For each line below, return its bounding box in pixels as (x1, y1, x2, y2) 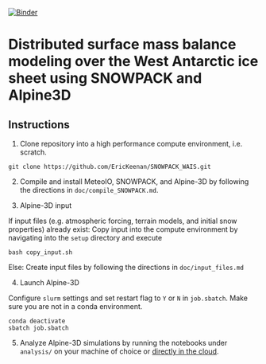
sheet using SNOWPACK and (8, 69, 202, 88)
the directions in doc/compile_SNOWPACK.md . (19, 186, 159, 194)
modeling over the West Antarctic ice (8, 53, 259, 71)
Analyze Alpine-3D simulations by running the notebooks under (19, 339, 228, 347)
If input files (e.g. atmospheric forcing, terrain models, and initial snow (8, 216, 237, 225)
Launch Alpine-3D (19, 278, 79, 287)
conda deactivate (8, 317, 66, 325)
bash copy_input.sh (8, 249, 73, 256)
